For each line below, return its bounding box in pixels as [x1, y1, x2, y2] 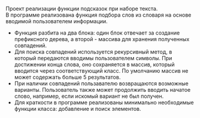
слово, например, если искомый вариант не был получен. [14, 92, 164, 100]
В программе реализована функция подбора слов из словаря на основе [5, 11, 192, 18]
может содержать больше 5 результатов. [14, 74, 121, 80]
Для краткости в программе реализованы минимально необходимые [14, 99, 194, 106]
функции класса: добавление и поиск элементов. [14, 105, 141, 112]
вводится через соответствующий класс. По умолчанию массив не [14, 67, 189, 74]
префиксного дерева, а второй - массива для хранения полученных [14, 36, 190, 42]
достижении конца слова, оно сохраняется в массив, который [14, 61, 175, 68]
